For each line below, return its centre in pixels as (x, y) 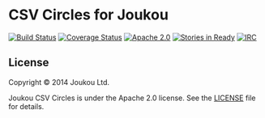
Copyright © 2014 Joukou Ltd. (59, 82)
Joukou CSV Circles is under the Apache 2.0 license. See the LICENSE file (132, 98)
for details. (26, 106)
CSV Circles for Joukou (88, 15)
